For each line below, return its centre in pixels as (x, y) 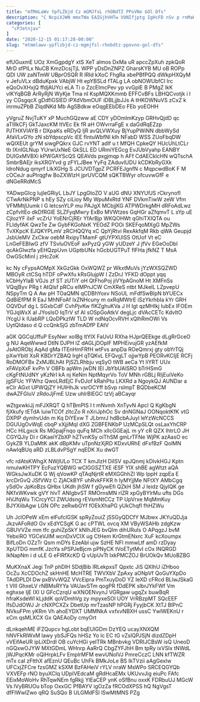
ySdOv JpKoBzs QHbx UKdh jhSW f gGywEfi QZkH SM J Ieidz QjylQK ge (95, 487)
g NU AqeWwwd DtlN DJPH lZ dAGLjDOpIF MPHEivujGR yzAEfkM (87, 343)
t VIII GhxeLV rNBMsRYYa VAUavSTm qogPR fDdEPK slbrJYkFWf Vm (91, 586)
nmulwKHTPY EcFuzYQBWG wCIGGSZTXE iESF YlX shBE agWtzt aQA (92, 467)
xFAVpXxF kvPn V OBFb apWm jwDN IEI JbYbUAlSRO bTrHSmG (84, 368)
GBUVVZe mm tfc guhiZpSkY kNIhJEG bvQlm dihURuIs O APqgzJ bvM (93, 529)
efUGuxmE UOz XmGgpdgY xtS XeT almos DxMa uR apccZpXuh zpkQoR (96, 62)
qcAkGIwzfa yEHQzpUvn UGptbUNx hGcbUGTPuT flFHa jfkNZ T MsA (92, 250)
